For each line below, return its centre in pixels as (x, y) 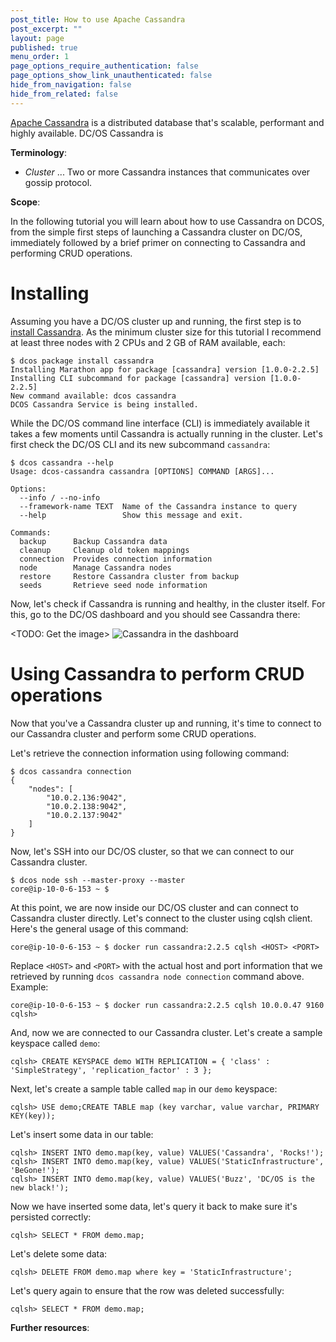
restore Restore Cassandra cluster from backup (129, 576)
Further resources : (50, 1327)
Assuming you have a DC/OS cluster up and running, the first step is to (156, 321)
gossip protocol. (58, 182)
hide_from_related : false (64, 94)
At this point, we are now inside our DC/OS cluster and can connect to (154, 907)
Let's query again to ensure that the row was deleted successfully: (147, 1290)
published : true (44, 47)
